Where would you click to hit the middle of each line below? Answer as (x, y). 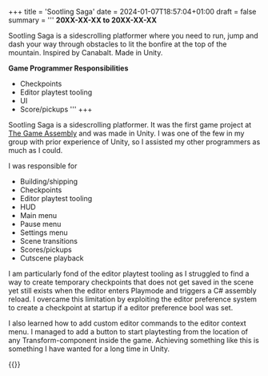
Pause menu (40, 224)
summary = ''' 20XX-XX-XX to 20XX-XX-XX (83, 20)
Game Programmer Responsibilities (68, 68)
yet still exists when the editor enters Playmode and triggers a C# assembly (133, 291)
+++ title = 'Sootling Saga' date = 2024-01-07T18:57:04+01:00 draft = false (132, 12)
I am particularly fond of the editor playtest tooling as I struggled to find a (129, 273)
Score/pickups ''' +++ (56, 109)
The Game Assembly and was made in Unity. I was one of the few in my (126, 133)
